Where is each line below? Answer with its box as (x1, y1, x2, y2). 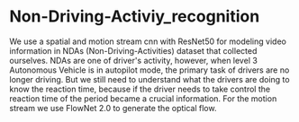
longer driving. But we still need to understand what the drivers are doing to (9, 74, 290, 84)
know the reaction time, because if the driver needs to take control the (9, 83, 271, 94)
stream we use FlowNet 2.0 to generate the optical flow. (9, 102, 217, 113)
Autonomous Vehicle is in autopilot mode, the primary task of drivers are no (9, 65, 290, 75)
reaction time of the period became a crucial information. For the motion (9, 92, 277, 104)
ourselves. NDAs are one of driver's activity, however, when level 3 (9, 55, 258, 65)
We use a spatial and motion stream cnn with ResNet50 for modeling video (9, 36, 286, 47)
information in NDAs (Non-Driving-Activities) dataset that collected (9, 45, 258, 56)
